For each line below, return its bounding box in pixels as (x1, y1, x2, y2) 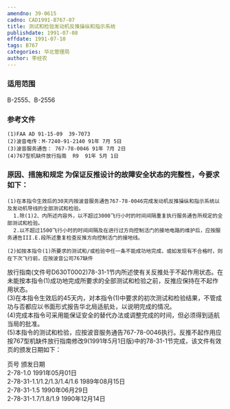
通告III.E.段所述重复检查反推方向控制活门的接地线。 (12, 234, 143, 241)
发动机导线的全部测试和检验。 (12, 204, 84, 212)
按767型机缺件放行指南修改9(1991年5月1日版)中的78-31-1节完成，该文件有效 (7, 337, 222, 345)
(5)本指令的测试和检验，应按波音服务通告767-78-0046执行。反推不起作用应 (7, 328, 222, 336)
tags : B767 (7, 42, 38, 49)
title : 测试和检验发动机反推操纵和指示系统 (7, 23, 116, 30)
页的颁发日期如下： (7, 345, 62, 353)
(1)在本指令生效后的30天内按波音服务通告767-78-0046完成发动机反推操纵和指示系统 (7, 198, 215, 204)
